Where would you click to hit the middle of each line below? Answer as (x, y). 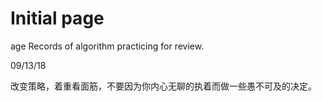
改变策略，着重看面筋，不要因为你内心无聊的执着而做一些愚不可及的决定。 (163, 86)
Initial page (57, 18)
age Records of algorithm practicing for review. (107, 46)
